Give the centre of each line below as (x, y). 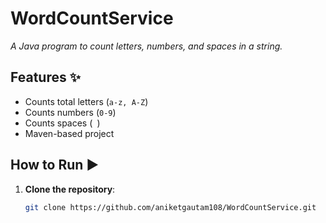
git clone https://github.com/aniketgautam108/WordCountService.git (170, 207)
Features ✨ (45, 77)
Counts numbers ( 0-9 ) (70, 112)
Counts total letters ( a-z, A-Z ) (86, 101)
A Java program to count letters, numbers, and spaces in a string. (146, 46)
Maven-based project (69, 133)
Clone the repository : (70, 189)
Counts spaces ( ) (62, 123)
